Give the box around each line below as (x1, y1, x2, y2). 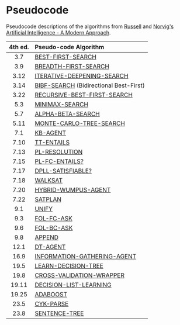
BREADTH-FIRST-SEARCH (34, 62, 110, 70)
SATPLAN (34, 195, 62, 203)
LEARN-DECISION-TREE (34, 261, 103, 269)
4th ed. (9, 43, 29, 51)
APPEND (34, 233, 59, 241)
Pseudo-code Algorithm (34, 43, 105, 51)
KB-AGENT (34, 129, 66, 137)
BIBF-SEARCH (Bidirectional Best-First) (34, 81, 145, 89)
